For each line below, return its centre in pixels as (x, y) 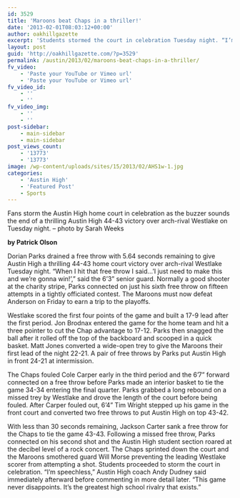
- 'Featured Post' (47, 186)
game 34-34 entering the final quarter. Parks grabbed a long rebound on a (117, 390)
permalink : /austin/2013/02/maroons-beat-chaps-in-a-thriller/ (104, 61)
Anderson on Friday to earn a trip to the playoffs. (79, 302)
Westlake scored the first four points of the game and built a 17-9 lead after (118, 315)
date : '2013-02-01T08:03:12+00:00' (60, 27)
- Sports (33, 193)
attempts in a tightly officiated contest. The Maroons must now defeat (110, 294)
